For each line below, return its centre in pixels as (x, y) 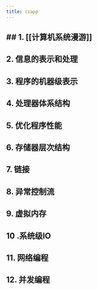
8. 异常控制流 (30, 192)
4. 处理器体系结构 (38, 104)
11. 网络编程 (27, 258)
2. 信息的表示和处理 (42, 59)
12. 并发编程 (28, 280)
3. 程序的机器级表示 (42, 81)
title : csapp (22, 12)
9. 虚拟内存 (26, 214)
